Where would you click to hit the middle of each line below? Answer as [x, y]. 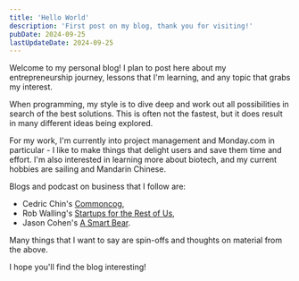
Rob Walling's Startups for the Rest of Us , [99, 213]
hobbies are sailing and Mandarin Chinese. [88, 169]
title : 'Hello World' [50, 17]
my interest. [31, 87]
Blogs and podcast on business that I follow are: [97, 187]
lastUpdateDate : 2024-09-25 [62, 43]
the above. [29, 250]
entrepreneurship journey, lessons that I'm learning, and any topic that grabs [150, 78]
